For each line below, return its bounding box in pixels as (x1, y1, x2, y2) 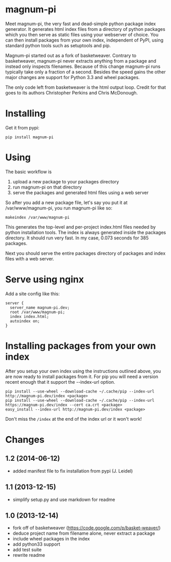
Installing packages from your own (5, 340, 156, 351)
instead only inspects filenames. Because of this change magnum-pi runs (5, 63, 161, 69)
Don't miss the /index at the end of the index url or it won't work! (5, 416, 142, 422)
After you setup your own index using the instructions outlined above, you (5, 368, 161, 374)
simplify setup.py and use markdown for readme (12, 496, 115, 502)
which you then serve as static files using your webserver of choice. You (5, 31, 159, 38)
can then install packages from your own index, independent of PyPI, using (5, 37, 164, 43)
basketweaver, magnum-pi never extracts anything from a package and (5, 58, 156, 64)
